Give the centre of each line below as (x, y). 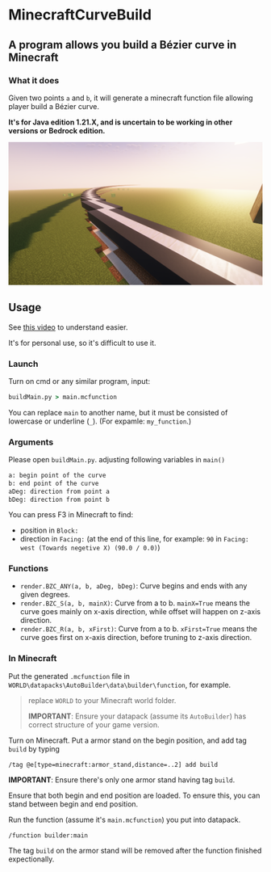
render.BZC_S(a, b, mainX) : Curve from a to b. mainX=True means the (135, 603)
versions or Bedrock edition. (57, 130)
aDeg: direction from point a (59, 492)
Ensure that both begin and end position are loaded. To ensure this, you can (134, 795)
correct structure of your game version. (94, 724)
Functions (28, 569)
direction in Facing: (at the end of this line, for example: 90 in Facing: (134, 539)
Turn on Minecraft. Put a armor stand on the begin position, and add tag (128, 740)
